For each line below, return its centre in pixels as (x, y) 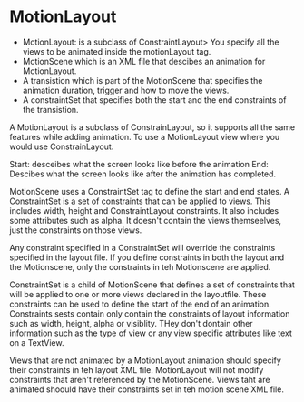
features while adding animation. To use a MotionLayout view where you (145, 136)
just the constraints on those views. (76, 230)
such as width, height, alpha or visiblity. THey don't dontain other (131, 323)
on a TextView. (37, 342)
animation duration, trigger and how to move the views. (126, 90)
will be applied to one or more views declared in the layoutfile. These (138, 294)
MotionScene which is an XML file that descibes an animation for (144, 61)
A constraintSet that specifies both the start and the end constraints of (154, 100)
